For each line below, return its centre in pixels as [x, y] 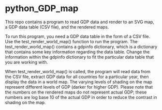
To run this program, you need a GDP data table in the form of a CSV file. [78, 36]
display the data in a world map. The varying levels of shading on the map [79, 82]
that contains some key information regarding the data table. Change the [77, 52]
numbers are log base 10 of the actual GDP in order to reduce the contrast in [81, 97]
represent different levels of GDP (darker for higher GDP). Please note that [79, 87]
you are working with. [27, 62]
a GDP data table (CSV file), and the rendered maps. [57, 27]
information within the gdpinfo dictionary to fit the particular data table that [79, 57]
